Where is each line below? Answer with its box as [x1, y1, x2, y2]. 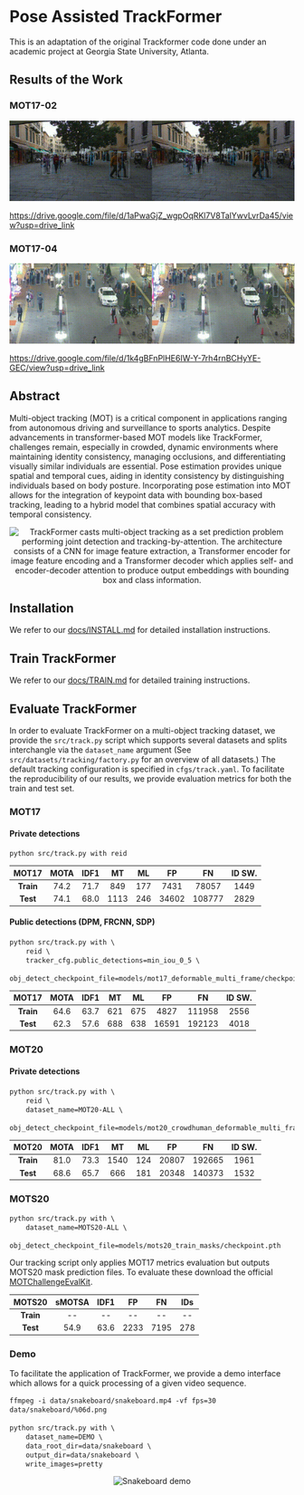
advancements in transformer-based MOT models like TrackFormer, [9, 432, 262, 443]
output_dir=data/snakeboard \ [25, 1451, 140, 1460]
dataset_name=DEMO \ [25, 1433, 103, 1442]
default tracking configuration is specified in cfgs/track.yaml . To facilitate [9, 763, 285, 775]
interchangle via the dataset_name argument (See [9, 744, 192, 755]
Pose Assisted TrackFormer [9, 6, 223, 27]
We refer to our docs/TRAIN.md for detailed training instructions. [9, 675, 251, 685]
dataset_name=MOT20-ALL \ [25, 1105, 124, 1115]
